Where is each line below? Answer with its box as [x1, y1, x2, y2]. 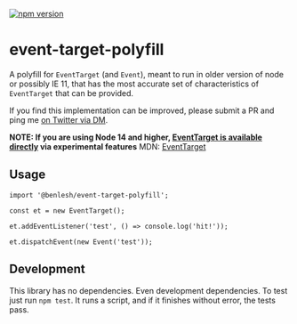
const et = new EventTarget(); [9, 206, 125, 215]
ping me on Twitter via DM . [9, 114, 108, 125]
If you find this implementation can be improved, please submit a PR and [9, 105, 275, 116]
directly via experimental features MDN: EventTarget [9, 141, 206, 151]
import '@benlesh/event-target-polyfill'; [9, 190, 169, 199]
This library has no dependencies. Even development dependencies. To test [9, 285, 288, 296]
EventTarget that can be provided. [9, 87, 134, 98]
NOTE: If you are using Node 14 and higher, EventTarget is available [9, 132, 262, 142]
